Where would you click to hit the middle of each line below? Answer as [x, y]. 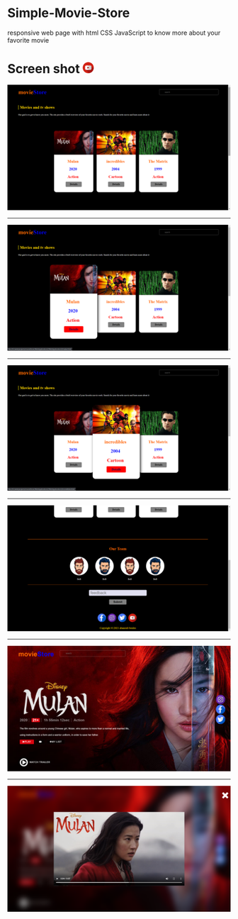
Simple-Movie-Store [69, 13]
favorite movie [28, 40]
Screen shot [44, 69]
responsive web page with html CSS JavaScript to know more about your [114, 33]
